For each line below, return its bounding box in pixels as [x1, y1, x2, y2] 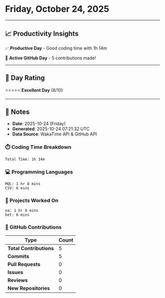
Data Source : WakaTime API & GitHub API [12, 131, 97, 137]
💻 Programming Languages [5, 168, 73, 175]
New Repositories [7, 285, 50, 292]
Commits [7, 253, 29, 260]
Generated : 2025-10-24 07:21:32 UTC [12, 126, 90, 132]
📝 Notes [5, 108, 30, 116]
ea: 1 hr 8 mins [5, 208, 38, 213]
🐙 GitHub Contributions [5, 224, 62, 231]
